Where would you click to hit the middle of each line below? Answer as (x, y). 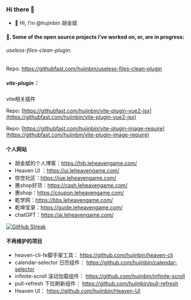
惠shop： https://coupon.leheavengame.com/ (69, 193)
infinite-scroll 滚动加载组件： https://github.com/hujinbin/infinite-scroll (100, 276)
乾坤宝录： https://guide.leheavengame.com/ (68, 208)
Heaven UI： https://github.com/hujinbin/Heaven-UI (78, 291)
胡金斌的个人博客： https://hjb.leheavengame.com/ (76, 163)
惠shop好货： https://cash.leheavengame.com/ (71, 185)
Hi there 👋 (21, 9)
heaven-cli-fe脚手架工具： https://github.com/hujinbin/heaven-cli (94, 255)
